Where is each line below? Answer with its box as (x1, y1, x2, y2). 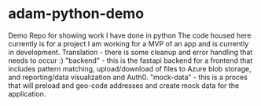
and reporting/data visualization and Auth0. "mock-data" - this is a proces (8, 72, 248, 82)
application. (8, 89, 46, 98)
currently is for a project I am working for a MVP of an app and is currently (8, 38, 249, 48)
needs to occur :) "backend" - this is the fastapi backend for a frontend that (8, 56, 253, 65)
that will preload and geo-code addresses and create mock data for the (8, 80, 240, 90)
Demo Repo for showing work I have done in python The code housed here (8, 31, 252, 40)
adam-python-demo (8, 5, 144, 23)
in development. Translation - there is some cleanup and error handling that (8, 47, 253, 57)
